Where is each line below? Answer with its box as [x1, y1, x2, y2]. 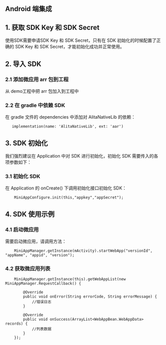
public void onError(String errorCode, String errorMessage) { [23, 294, 157, 299]
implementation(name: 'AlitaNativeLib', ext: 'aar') [11, 124, 124, 129]
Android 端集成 [5, 4, 52, 13]
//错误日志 [31, 300, 51, 305]
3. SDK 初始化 [5, 139, 48, 147]
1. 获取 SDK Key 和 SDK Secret [5, 23, 100, 31]
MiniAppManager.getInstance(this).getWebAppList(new [14, 277, 126, 282]
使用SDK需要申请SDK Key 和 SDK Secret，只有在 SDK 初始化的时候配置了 [5, 37, 157, 43]
